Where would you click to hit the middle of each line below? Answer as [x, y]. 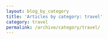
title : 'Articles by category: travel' [55, 17]
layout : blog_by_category [37, 11]
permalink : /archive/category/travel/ [53, 27]
